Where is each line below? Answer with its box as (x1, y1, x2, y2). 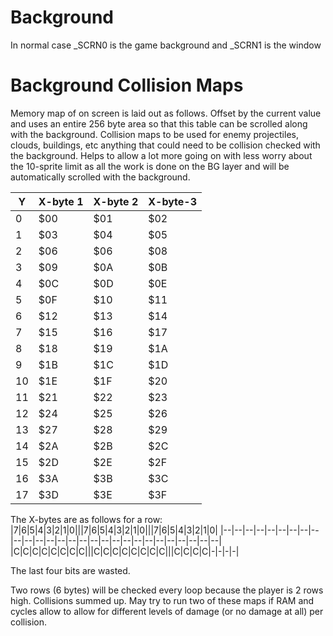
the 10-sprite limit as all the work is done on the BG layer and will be (10, 160, 290, 172)
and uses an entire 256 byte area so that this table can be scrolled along (10, 117, 308, 130)
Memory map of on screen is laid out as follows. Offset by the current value (10, 107, 322, 119)
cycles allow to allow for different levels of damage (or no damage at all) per (10, 605, 324, 617)
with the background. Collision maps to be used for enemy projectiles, (10, 128, 299, 140)
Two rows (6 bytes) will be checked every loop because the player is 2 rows (10, 584, 324, 596)
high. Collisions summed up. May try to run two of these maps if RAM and (10, 594, 315, 606)
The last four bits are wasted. (10, 564, 131, 576)
